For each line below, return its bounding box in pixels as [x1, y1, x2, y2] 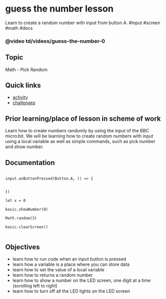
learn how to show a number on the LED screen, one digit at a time [12, 277, 151, 283]
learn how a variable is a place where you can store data [12, 261, 130, 267]
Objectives [5, 243, 40, 251]
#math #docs [5, 25, 33, 31]
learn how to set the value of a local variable [12, 266, 105, 272]
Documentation [5, 158, 55, 167]
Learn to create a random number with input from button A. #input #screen [5, 20, 160, 26]
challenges [12, 100, 36, 106]
